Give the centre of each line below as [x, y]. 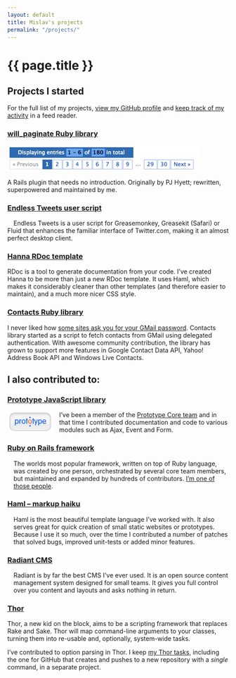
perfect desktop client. [40, 238]
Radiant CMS [30, 560]
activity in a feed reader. [42, 115]
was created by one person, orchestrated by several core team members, [120, 471]
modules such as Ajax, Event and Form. [116, 430]
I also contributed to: [54, 379]
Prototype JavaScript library [57, 399]
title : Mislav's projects [45, 22]
